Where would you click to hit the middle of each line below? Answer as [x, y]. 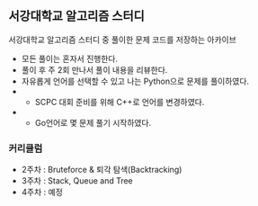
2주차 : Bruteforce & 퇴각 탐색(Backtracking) [102, 170]
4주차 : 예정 [42, 193]
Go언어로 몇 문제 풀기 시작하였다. [93, 122]
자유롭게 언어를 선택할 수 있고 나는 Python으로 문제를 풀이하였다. [135, 81]
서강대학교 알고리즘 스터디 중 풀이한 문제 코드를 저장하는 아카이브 [123, 40]
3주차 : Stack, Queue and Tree [77, 181]
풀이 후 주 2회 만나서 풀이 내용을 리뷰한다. [94, 69]
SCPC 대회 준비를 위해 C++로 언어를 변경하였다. [120, 102]
